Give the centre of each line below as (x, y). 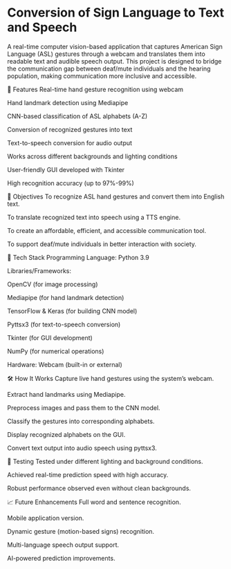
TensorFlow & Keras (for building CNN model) (72, 311)
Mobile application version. (46, 518)
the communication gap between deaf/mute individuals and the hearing (109, 68)
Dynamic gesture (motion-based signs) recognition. (81, 531)
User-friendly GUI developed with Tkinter (66, 169)
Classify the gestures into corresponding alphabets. (81, 421)
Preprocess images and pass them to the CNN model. (84, 408)
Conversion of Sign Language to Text (116, 13)
